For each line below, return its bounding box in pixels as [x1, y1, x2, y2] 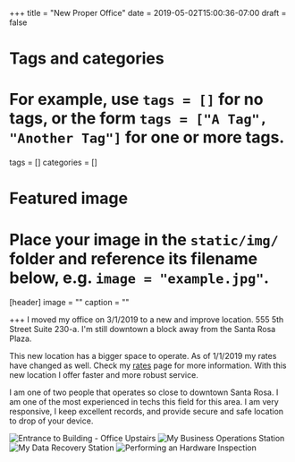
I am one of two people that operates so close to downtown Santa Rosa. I [9, 387, 279, 398]
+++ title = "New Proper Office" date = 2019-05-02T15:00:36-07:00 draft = [9, 8, 287, 18]
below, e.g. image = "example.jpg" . [9, 268, 270, 287]
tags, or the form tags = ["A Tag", [9, 108, 268, 129]
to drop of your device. [9, 415, 94, 426]
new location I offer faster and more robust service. [9, 370, 198, 381]
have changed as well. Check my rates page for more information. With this [9, 360, 287, 371]
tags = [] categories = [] [9, 157, 98, 168]
